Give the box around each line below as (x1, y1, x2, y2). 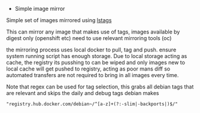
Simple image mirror (14, 5, 65, 12)
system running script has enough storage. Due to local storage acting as (6, 53, 187, 59)
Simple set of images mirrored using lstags (6, 17, 112, 23)
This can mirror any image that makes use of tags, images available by (6, 28, 180, 35)
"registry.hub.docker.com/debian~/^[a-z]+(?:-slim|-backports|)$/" (6, 101, 178, 107)
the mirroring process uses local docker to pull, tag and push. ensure (6, 46, 177, 53)
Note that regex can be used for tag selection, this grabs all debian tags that (6, 83, 194, 90)
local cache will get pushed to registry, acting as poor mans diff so (6, 65, 171, 72)
